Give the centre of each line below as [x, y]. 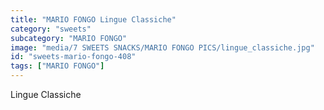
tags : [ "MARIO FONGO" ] [57, 66]
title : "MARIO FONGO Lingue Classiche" [93, 19]
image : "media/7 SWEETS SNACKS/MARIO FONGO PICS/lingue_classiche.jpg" [162, 47]
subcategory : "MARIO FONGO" [69, 38]
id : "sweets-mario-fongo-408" [73, 57]
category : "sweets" [51, 29]
